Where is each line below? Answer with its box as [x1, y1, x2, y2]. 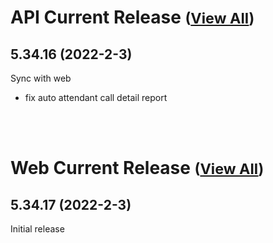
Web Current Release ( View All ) [10, 157, 265, 180]
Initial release [10, 223, 65, 235]
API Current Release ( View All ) [10, 6, 255, 29]
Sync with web [10, 72, 72, 84]
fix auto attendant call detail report [24, 92, 168, 103]
